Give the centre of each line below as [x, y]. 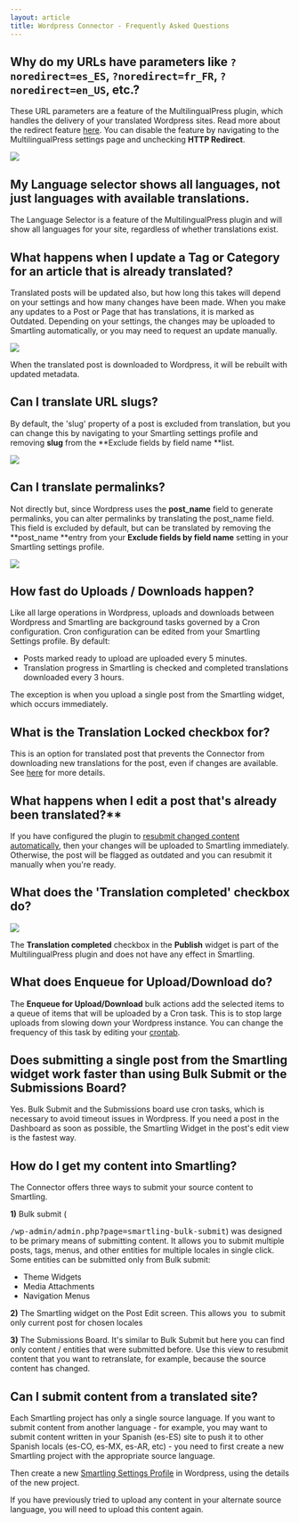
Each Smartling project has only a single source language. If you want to [142, 1418]
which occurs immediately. [59, 704]
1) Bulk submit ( [39, 1214]
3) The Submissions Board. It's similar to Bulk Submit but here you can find [148, 1340]
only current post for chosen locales [77, 1323]
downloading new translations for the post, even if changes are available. [144, 763]
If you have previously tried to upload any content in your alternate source [146, 1500]
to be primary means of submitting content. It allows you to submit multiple [147, 1241]
